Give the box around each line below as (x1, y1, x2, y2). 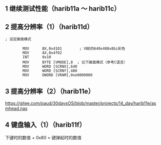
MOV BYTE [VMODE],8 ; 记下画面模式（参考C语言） (22, 60, 128, 65)
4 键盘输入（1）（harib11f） (5, 121, 86, 129)
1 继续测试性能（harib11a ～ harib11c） (5, 4, 121, 13)
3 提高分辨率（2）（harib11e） (5, 87, 95, 95)
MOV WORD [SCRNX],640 (22, 64, 78, 69)
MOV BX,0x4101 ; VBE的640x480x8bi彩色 (22, 46, 125, 51)
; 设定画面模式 (5, 37, 32, 42)
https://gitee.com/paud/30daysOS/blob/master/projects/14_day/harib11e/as (5, 100, 156, 106)
